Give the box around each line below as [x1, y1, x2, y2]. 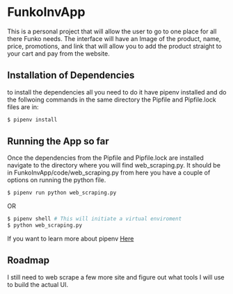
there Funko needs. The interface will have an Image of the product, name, [7, 34, 221, 42]
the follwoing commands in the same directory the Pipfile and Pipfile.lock [7, 95, 217, 104]
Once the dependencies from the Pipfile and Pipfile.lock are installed [7, 154, 204, 162]
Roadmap [7, 254, 50, 266]
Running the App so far [7, 136, 109, 147]
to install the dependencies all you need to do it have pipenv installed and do [7, 88, 227, 96]
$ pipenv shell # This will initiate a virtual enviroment [7, 215, 182, 222]
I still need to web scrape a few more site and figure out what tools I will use [7, 272, 225, 281]
